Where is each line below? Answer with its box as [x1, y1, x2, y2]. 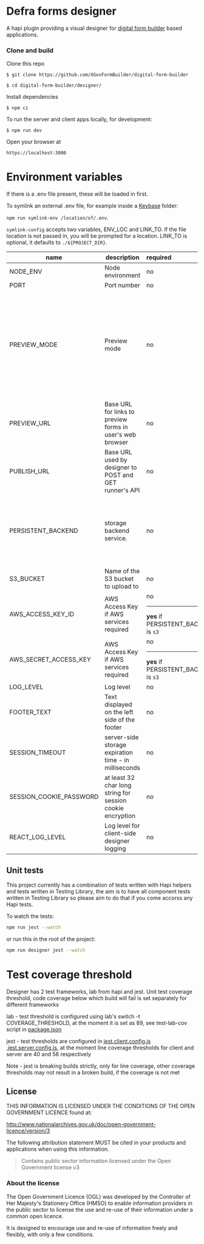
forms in [104, 423, 129, 431]
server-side [104, 733, 139, 742]
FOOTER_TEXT [9, 708, 52, 717]
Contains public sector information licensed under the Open [21, 1157, 171, 1165]
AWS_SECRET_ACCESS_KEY [9, 655, 91, 663]
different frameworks [6, 1001, 59, 1008]
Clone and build [6, 46, 53, 54]
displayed [104, 700, 132, 709]
